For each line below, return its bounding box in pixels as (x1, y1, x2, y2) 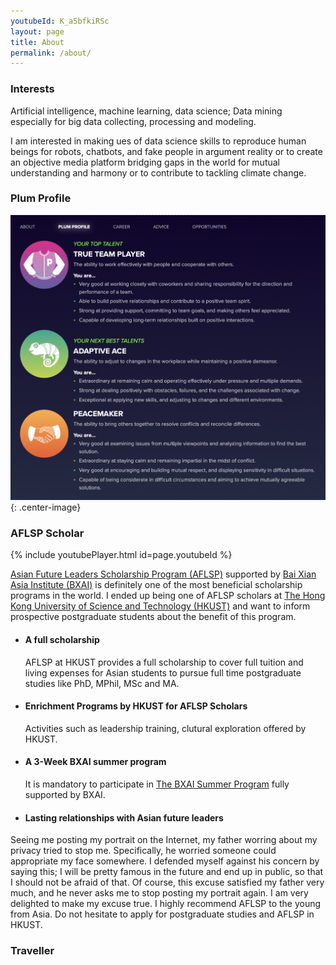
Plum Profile (10, 191, 72, 205)
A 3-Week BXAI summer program (24, 756, 167, 768)
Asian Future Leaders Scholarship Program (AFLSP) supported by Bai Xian (10, 568, 317, 580)
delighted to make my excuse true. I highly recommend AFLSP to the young (10, 898, 322, 910)
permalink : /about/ (10, 48, 92, 58)
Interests (10, 82, 55, 96)
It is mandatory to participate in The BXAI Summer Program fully (24, 778, 290, 790)
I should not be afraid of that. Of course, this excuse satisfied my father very (10, 876, 325, 889)
